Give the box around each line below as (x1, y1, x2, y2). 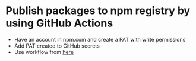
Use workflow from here (14, 48, 74, 55)
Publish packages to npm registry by (5, 4, 191, 18)
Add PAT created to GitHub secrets (14, 42, 100, 49)
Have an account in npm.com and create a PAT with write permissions (14, 36, 186, 43)
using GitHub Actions (5, 16, 113, 30)
